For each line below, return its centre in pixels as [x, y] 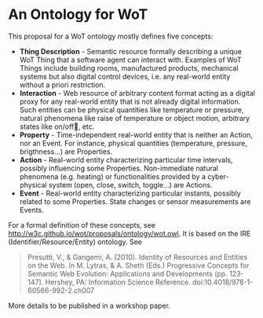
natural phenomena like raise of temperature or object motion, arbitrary [135, 118]
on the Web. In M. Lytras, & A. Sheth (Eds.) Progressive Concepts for [138, 265]
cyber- [218, 176]
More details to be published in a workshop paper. [89, 305]
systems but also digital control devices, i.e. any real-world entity [125, 76]
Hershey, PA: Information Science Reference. [118, 282]
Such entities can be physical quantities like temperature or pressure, [131, 110]
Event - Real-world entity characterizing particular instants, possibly [130, 193]
